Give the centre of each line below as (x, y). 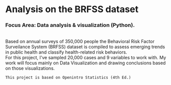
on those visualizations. (30, 68)
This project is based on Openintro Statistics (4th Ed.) (68, 78)
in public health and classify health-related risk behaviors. (66, 52)
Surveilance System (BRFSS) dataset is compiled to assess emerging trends (85, 47)
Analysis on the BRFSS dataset (72, 9)
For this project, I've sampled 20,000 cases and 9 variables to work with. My (86, 58)
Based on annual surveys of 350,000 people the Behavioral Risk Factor (80, 41)
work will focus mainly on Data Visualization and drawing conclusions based (86, 63)
